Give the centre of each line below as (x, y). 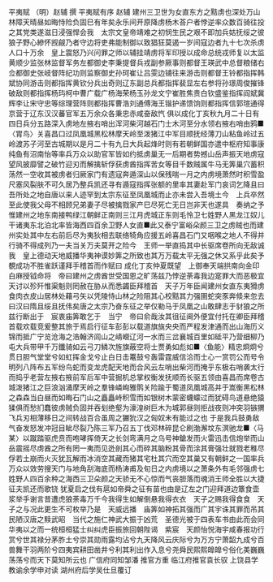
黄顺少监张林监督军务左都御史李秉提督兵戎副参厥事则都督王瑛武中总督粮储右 (136, 63)
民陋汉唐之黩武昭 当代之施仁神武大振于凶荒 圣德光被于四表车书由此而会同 (136, 519)
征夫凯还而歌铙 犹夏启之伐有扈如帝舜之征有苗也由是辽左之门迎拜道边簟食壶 (134, 489)
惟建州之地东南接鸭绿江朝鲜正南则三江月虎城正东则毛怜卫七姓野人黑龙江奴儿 (136, 215)
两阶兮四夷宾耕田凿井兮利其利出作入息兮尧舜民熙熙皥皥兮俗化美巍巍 (150, 550)
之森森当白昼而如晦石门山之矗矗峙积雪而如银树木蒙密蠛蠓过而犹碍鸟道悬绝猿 (136, 397)
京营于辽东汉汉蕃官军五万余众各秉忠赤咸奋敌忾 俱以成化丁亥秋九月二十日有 (134, 113)
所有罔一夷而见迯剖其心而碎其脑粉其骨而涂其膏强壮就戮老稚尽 (161, 448)
